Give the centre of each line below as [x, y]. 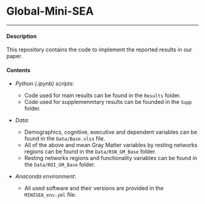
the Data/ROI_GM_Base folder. [60, 165]
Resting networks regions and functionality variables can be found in [111, 158]
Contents [18, 70]
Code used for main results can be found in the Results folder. [103, 95]
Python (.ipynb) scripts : [45, 84]
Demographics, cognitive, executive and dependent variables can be [111, 132]
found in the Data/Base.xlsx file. [65, 139]
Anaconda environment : [45, 177]
